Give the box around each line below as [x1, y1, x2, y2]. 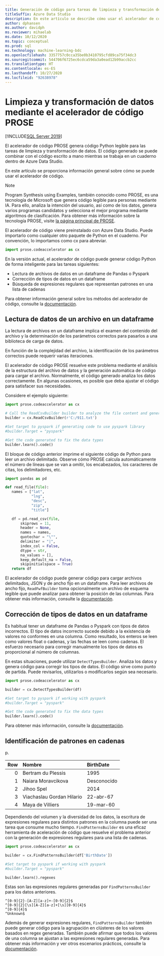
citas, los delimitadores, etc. [5, 467, 62, 472]
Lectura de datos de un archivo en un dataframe [5, 315, 154, 323]
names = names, [20, 530, 51, 535]
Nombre [22, 762, 42, 768]
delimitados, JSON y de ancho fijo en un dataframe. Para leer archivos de [5, 580, 153, 586]
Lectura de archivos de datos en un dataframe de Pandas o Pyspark [12, 271, 149, 276]
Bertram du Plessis [22, 770, 66, 776]
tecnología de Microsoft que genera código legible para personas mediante [5, 197, 157, 203]
